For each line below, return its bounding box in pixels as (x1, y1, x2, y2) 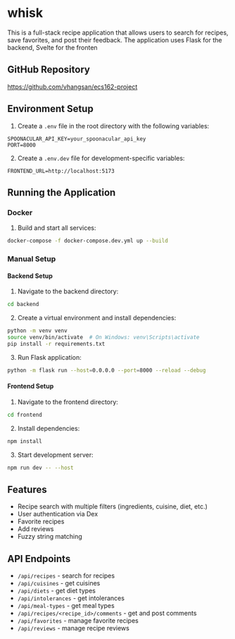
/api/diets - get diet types (17, 587, 96, 595)
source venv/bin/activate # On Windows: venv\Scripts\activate (7, 334, 200, 341)
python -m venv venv (7, 327, 68, 334)
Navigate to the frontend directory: (17, 397, 118, 406)
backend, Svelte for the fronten (7, 43, 98, 51)
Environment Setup (7, 103, 94, 115)
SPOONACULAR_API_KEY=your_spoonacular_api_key (7, 135, 146, 142)
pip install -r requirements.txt (7, 340, 106, 347)
